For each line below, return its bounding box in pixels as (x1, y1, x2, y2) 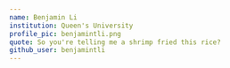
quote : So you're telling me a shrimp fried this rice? (9, 37, 221, 47)
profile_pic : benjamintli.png (9, 29, 122, 38)
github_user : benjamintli (9, 46, 105, 55)
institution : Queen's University (9, 21, 134, 30)
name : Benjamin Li (9, 12, 78, 22)
